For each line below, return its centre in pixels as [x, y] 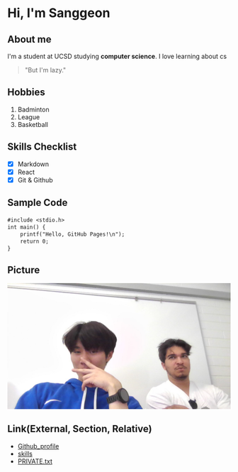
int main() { [27, 227]
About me [29, 39]
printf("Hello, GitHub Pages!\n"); [73, 234]
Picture [24, 270]
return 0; [35, 241]
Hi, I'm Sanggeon [59, 13]
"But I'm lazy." [45, 70]
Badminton [33, 109]
